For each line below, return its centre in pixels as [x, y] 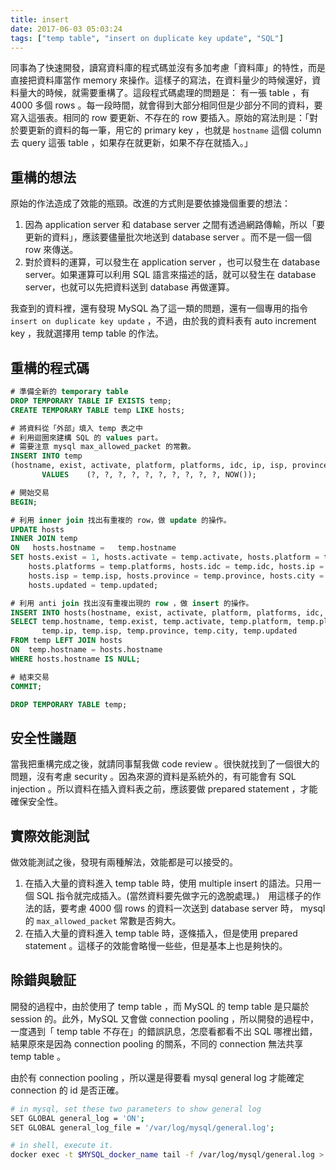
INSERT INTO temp [46, 456]
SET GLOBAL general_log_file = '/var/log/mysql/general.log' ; [142, 1127]
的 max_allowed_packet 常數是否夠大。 [103, 920]
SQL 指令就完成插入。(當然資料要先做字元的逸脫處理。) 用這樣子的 [174, 895]
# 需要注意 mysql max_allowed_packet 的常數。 [103, 447]
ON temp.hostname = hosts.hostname [86, 650]
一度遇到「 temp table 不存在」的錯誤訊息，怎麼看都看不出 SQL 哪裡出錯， [164, 1031]
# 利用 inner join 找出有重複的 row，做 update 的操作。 [121, 520]
